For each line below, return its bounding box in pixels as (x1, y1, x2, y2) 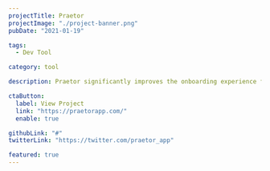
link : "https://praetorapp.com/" (15, 107, 128, 115)
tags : (8, 41, 27, 49)
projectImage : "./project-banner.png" (8, 19, 138, 27)
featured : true (8, 151, 59, 159)
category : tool (8, 63, 59, 71)
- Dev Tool (15, 49, 52, 57)
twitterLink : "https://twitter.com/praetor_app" (8, 136, 174, 145)
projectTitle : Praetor (8, 11, 84, 20)
